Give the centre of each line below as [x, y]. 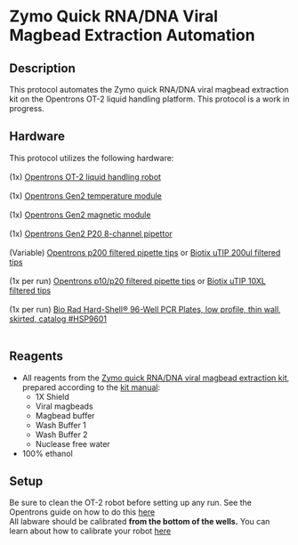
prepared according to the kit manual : [91, 387]
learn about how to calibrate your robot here [90, 531]
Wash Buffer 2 [61, 435]
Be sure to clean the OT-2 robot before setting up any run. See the [130, 503]
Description [42, 68]
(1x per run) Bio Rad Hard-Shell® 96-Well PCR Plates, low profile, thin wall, [145, 309]
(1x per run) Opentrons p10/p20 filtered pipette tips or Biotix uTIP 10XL [138, 281]
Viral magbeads [64, 406]
